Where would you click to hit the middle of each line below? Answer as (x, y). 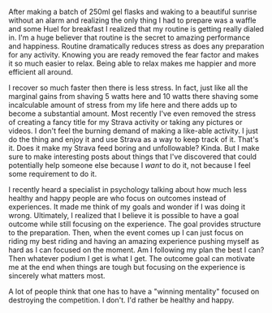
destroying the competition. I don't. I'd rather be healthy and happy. (121, 300)
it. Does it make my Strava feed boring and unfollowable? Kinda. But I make (134, 148)
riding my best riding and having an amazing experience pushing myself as (134, 241)
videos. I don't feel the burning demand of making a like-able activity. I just (133, 131)
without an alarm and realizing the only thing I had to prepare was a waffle (132, 20)
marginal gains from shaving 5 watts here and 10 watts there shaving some (134, 96)
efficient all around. (41, 72)
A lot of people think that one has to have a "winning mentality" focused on (134, 292)
